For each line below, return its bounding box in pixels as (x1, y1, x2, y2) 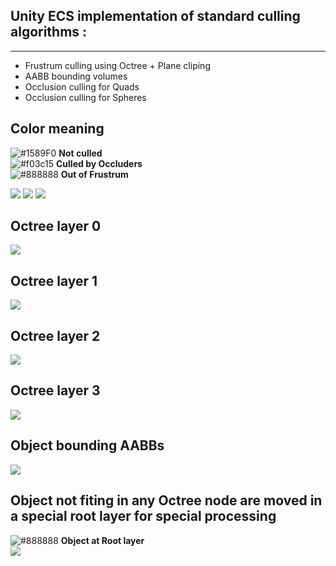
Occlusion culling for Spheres (24, 91, 147, 103)
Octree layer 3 (10, 382, 101, 399)
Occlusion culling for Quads (24, 80, 140, 93)
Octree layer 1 (10, 272, 98, 289)
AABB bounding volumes (24, 70, 128, 82)
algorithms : (10, 24, 88, 41)
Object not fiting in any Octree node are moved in (10, 492, 323, 509)
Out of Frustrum (60, 168, 129, 180)
